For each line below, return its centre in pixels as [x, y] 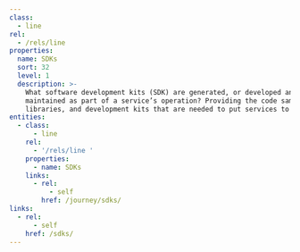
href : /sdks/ [50, 233]
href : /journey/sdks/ [82, 201]
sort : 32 [33, 68]
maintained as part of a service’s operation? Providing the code [151, 101]
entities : [28, 117]
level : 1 [33, 76]
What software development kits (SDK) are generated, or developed [153, 92]
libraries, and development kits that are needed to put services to [158, 109]
